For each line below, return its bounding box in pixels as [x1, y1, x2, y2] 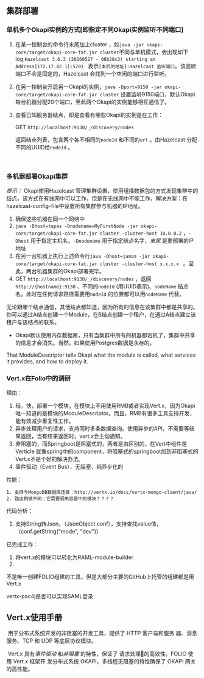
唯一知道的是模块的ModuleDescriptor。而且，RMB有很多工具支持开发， [15, 410, 195, 417]
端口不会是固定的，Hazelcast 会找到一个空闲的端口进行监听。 [15, 70, 171, 77]
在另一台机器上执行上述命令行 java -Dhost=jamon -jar [15, 252, 150, 259]
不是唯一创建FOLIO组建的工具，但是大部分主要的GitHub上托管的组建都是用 [6, 573, 195, 580]
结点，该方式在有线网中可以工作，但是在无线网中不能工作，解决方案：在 [6, 194, 188, 202]
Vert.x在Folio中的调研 [6, 374, 71, 382]
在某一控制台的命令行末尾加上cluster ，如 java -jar [15, 40, 144, 48]
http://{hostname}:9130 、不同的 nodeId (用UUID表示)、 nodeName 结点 [15, 282, 189, 290]
